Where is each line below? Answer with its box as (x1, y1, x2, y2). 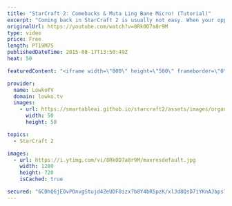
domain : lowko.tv (13, 93, 64, 100)
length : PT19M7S (7, 42, 54, 49)
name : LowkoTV (13, 86, 54, 93)
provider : (7, 80, 36, 87)
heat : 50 (7, 55, 32, 62)
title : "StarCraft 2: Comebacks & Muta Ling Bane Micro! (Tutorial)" (7, 10, 212, 17)
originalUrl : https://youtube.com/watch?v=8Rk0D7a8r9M (7, 23, 168, 30)
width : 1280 (19, 163, 54, 170)
